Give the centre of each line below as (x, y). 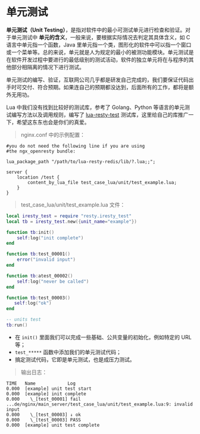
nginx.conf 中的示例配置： (53, 135)
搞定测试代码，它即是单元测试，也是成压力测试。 (75, 359)
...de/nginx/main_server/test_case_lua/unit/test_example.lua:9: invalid (100, 404)
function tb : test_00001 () (38, 254)
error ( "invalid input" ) (46, 260)
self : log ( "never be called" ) (53, 281)
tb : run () (17, 325)
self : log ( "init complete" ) (50, 238)
